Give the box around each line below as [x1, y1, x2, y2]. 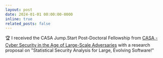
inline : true [5, 16, 33, 21]
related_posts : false [5, 21, 51, 26]
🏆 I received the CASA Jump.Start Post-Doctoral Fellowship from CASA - [5, 35, 158, 41]
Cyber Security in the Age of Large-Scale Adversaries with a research [5, 42, 150, 48]
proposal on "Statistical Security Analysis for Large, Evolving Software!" [5, 48, 154, 54]
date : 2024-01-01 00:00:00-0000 [5, 12, 73, 17]
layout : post [5, 7, 33, 12]
